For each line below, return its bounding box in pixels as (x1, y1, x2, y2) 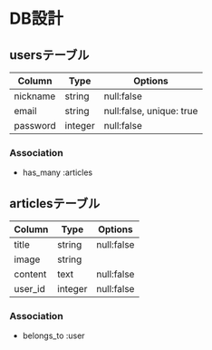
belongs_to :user (22, 330, 85, 341)
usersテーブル (9, 47, 90, 63)
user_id (14, 283, 45, 296)
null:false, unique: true (103, 105, 198, 117)
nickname (14, 90, 56, 102)
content (14, 268, 47, 281)
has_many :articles (22, 167, 93, 178)
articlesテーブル (9, 196, 101, 211)
